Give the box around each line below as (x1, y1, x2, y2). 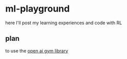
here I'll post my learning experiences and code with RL (5, 20, 122, 26)
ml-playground (5, 3, 70, 15)
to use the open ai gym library (5, 47, 68, 53)
